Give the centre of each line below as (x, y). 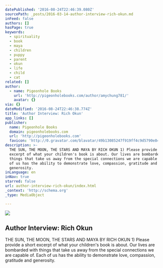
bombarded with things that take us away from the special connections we (80, 250)
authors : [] (17, 23)
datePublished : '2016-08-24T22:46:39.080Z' (50, 9)
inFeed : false (19, 18)
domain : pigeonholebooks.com (39, 132)
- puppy (17, 55)
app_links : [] (19, 118)
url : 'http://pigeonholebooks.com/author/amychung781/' (72, 95)
